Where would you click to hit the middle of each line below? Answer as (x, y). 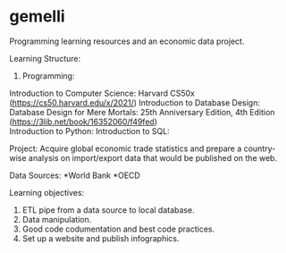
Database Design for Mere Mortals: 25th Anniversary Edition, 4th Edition (142, 112)
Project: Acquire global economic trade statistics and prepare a (126, 148)
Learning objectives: (47, 192)
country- (260, 148)
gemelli (37, 17)
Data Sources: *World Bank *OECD (75, 175)
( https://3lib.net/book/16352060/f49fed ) (84, 122)
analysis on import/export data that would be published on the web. (153, 157)
